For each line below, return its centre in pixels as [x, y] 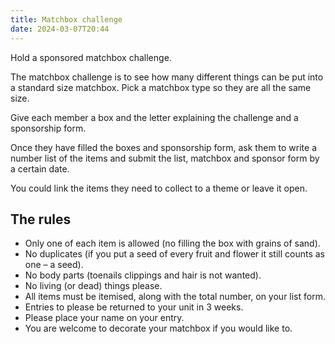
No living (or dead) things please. [93, 286]
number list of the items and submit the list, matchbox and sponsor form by [165, 158]
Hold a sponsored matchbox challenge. [91, 57]
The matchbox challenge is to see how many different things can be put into [167, 77]
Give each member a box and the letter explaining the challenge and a [154, 117]
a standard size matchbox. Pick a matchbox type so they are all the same [161, 87]
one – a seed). [54, 265]
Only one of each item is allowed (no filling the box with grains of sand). [172, 243]
